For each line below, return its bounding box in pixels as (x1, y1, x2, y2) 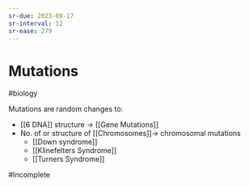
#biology (8, 88, 38, 98)
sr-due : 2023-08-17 (8, 11, 74, 20)
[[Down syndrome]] (32, 137, 98, 147)
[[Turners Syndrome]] (32, 155, 105, 164)
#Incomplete (8, 170, 51, 180)
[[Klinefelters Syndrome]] (32, 146, 117, 155)
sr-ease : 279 (8, 27, 53, 35)
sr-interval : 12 (8, 19, 63, 28)
